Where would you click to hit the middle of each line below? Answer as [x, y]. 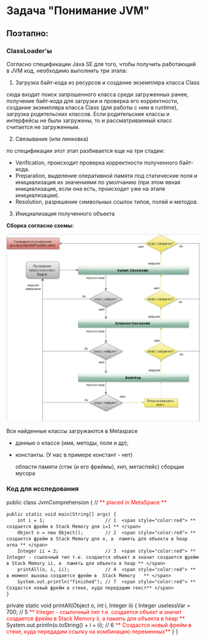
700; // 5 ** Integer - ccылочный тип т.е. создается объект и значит [94, 612]
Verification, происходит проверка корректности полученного [96, 163]
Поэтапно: [28, 33]
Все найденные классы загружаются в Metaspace [72, 431]
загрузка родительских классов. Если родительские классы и [88, 113]
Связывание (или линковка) [52, 139]
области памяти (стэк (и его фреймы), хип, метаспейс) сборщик [100, 466]
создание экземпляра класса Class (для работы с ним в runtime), [92, 107]
